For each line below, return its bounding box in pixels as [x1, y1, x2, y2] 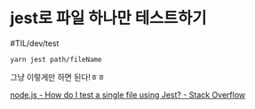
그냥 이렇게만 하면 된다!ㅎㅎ [10, 72, 106, 82]
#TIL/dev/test [10, 37, 60, 49]
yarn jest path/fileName [10, 55, 102, 64]
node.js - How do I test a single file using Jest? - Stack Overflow [10, 90, 246, 100]
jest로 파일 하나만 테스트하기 [10, 8, 207, 28]
